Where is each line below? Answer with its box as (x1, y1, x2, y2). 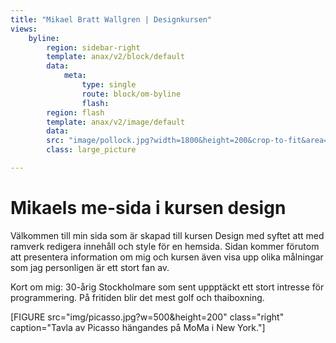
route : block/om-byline (81, 89, 182, 99)
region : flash (46, 107, 105, 118)
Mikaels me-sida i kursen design (10, 197, 287, 220)
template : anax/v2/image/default (46, 117, 186, 127)
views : (10, 24, 38, 34)
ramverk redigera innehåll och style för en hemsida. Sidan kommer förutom (10, 240, 320, 252)
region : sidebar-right (46, 42, 141, 53)
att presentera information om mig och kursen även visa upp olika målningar (10, 251, 324, 263)
